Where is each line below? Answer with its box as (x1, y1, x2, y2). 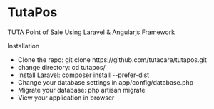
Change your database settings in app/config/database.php (17, 78, 194, 86)
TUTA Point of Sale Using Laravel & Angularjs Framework (7, 28, 175, 36)
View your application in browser (17, 93, 115, 102)
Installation (7, 41, 40, 50)
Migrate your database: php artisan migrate (17, 85, 146, 94)
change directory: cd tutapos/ (17, 63, 106, 71)
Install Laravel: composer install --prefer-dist (17, 71, 150, 79)
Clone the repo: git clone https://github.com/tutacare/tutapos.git (17, 55, 207, 64)
